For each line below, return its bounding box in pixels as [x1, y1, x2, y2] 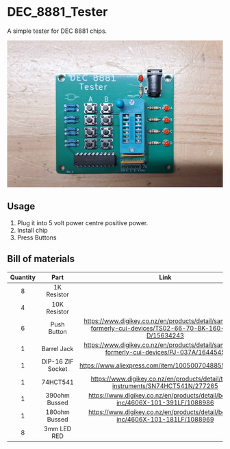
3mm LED [43, 425, 72, 433]
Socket [47, 365, 68, 373]
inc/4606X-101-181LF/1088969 [116, 415, 214, 424]
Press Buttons [16, 233, 57, 242]
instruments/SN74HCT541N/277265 [112, 381, 219, 390]
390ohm [45, 391, 70, 399]
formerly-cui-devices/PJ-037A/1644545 [105, 348, 226, 357]
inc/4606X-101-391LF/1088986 [116, 398, 214, 407]
